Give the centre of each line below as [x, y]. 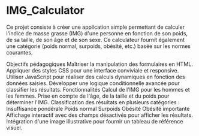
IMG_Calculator [46, 10]
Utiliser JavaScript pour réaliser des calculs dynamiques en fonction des [96, 77]
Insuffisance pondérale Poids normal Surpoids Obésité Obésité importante [98, 108]
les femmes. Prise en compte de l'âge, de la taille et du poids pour [88, 96]
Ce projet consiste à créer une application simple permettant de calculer [95, 27]
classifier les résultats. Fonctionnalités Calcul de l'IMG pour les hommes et [98, 89]
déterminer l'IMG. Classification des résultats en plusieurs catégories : [93, 102]
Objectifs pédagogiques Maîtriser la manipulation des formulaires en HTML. [99, 64]
